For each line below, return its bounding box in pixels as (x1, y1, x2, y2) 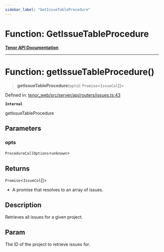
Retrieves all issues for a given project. (5, 214, 83, 220)
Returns (5, 164, 30, 173)
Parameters (5, 124, 41, 132)
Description (5, 201, 41, 209)
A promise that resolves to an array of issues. (12, 187, 103, 193)
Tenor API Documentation (5, 45, 59, 50)
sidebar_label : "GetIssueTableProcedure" (5, 7, 91, 12)
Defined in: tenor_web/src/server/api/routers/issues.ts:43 (5, 92, 121, 98)
